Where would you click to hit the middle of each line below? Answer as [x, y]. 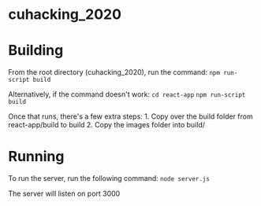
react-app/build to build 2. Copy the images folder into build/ [107, 125]
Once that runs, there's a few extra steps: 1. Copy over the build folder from [131, 116]
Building [36, 51]
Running [36, 157]
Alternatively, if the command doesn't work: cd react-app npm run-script [127, 94]
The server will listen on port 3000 [64, 193]
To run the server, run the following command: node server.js [109, 178]
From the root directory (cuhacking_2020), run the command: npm [114, 72]
